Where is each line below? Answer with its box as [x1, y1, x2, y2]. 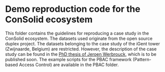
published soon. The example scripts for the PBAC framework [5, 56, 132, 62]
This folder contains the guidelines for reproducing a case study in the [5, 30, 149, 36]
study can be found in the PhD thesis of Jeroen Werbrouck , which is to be [5, 51, 157, 57]
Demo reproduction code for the [5, 3, 141, 15]
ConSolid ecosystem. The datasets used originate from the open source [5, 36, 153, 41]
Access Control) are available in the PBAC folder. [19, 62, 119, 68]
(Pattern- [132, 56, 152, 62]
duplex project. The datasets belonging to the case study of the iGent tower [5, 40, 160, 46]
